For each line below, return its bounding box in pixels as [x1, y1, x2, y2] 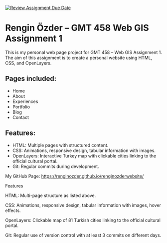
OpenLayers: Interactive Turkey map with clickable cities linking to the [12, 152, 156, 158]
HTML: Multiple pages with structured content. [12, 142, 109, 148]
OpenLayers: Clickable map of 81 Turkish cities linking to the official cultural [5, 217, 161, 223]
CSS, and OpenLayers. [5, 60, 52, 66]
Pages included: [5, 74, 56, 83]
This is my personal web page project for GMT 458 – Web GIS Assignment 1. [5, 49, 162, 55]
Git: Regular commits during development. [12, 163, 99, 169]
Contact [12, 114, 29, 120]
